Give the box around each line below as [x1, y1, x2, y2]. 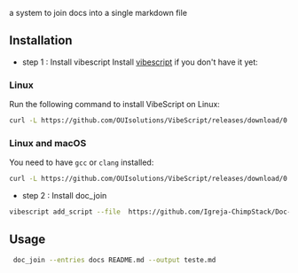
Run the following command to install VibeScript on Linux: [9, 99, 220, 110]
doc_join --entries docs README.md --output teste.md [12, 255, 216, 264]
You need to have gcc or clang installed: [9, 157, 154, 168]
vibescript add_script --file [9, 207, 122, 216]
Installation [9, 33, 73, 48]
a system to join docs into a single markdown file [9, 8, 188, 18]
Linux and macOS [9, 136, 87, 149]
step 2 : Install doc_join [21, 191, 107, 201]
